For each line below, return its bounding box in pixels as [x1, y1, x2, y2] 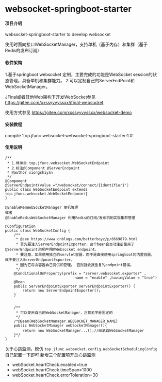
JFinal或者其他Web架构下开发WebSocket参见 [5, 94, 96, 100]
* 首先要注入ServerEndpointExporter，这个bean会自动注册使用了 [16, 242, 135, 247]
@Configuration [5, 224, 36, 229]
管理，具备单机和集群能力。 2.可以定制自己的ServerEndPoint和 [9, 77, 135, 83]
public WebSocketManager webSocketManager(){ [14, 323, 108, 328]
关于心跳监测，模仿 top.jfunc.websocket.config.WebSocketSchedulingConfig [5, 346, 158, 351]
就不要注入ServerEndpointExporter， [5, 257, 75, 262]
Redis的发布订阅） [5, 48, 42, 54]
